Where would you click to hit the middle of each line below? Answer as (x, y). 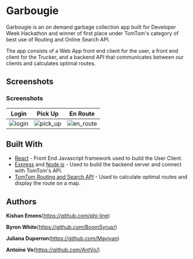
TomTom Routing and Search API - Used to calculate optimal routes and (101, 177)
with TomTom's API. (38, 171)
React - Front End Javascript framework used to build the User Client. (99, 158)
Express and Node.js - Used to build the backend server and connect (98, 165)
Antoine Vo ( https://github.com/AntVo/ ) (53, 250)
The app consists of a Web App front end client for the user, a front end (92, 50)
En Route (82, 114)
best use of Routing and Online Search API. (58, 39)
